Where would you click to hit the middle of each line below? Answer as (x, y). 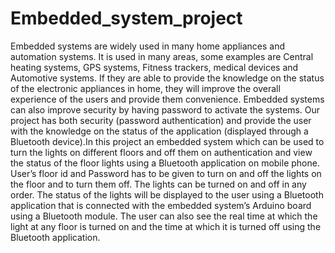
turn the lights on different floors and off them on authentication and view (161, 152)
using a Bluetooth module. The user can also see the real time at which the (164, 216)
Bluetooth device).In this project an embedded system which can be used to (167, 141)
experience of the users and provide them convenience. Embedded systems (167, 99)
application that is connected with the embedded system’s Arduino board (161, 205)
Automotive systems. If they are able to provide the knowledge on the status (167, 78)
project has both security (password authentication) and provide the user (161, 120)
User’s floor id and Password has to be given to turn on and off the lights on (166, 173)
